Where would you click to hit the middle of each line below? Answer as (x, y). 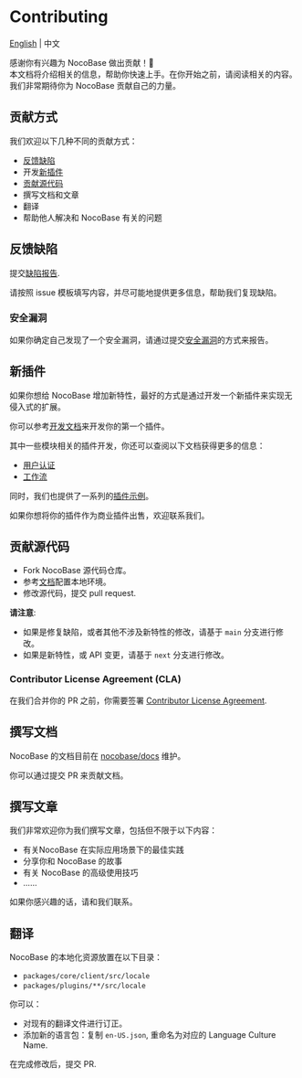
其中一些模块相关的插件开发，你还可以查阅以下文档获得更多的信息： (137, 445)
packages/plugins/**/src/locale (84, 986)
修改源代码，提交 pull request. (79, 593)
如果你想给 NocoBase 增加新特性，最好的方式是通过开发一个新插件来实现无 (151, 395)
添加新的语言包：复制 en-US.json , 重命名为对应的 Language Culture (149, 1035)
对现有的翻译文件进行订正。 (75, 1024)
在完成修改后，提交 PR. (53, 1064)
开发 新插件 (43, 172)
